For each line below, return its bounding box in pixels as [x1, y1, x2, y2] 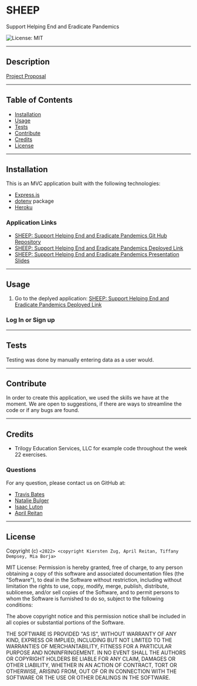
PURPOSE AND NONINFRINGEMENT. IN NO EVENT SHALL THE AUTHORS [6, 649, 186, 656]
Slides [14, 257, 30, 264]
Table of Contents [6, 95, 73, 105]
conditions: [6, 601, 33, 608]
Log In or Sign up [6, 316, 55, 324]
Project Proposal [6, 72, 46, 79]
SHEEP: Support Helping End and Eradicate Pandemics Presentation [14, 250, 180, 257]
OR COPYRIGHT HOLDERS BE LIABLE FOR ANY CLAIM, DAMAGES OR [6, 655, 176, 662]
